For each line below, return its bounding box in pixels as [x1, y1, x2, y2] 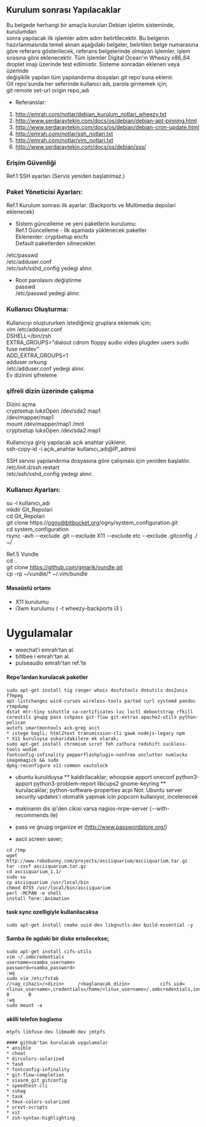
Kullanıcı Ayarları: [6, 485, 61, 494]
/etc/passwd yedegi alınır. [15, 290, 81, 297]
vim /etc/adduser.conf [6, 325, 63, 333]
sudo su [6, 874, 26, 880]
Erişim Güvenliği [6, 158, 56, 167]
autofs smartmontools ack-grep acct [6, 725, 100, 731]
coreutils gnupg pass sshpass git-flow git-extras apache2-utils [6, 714, 177, 720]
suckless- [162, 741, 188, 747]
